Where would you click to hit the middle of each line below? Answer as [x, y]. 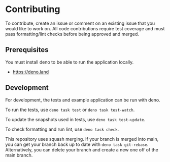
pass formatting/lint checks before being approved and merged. [72, 34]
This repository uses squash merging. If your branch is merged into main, [82, 139]
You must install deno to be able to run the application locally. [70, 62]
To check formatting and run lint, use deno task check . [62, 129]
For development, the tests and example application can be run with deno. [83, 100]
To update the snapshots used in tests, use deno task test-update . [75, 119]
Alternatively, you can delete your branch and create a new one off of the [82, 149]
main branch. [19, 155]
